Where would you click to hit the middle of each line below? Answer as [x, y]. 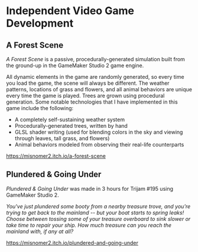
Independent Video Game [70, 11]
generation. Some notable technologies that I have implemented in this [92, 102]
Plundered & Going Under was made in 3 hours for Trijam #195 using [90, 188]
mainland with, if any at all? [40, 231]
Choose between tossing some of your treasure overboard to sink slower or [98, 218]
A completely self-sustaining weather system [70, 120]
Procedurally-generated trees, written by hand [71, 126]
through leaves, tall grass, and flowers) [62, 138]
